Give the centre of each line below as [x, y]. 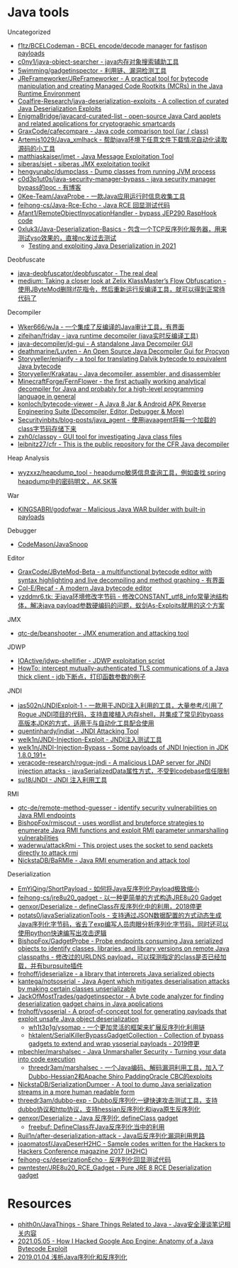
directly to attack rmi [48, 853]
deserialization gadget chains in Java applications [90, 1004]
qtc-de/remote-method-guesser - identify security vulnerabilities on [117, 808]
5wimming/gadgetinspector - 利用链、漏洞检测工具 [92, 70]
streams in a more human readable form [76, 1092]
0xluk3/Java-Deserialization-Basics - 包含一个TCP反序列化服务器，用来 [122, 229]
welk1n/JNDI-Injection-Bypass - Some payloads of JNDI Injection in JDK [123, 747]
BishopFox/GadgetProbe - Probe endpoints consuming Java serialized [120, 941]
